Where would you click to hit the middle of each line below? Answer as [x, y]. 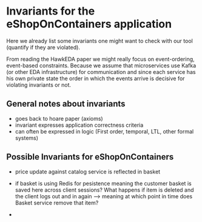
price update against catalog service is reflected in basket [88, 172]
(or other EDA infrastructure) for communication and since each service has [101, 72]
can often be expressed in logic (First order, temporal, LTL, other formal [104, 131]
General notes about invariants [66, 104]
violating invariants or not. [39, 85]
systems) [26, 138]
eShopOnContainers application [89, 24]
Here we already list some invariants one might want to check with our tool [99, 41]
